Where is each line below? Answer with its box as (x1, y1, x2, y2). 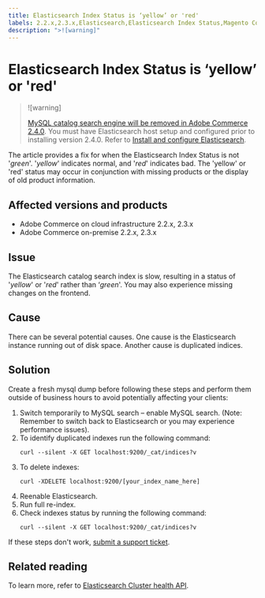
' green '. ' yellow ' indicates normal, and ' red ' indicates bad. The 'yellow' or (8, 159, 246, 168)
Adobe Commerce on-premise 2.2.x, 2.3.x (19, 228, 157, 237)
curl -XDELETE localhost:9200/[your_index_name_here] (19, 477, 200, 485)
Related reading (8, 559, 88, 573)
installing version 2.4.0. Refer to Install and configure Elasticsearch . (27, 135, 247, 144)
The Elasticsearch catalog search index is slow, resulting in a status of (8, 271, 236, 281)
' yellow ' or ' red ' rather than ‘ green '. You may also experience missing (8, 279, 233, 289)
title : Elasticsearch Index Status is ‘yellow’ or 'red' (8, 11, 200, 20)
